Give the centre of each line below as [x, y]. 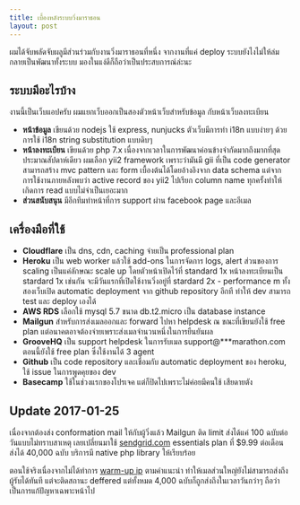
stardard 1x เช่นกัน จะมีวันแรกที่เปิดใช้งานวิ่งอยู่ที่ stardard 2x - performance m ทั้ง [156, 281]
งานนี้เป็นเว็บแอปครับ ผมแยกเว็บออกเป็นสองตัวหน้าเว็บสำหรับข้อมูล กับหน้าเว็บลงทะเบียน [139, 112]
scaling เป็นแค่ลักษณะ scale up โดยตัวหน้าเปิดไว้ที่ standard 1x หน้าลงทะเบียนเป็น [153, 271]
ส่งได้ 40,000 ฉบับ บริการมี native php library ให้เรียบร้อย [103, 452]
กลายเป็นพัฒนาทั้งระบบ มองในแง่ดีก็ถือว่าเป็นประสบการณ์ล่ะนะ [101, 61]
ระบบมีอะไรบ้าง [43, 90]
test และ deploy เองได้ [59, 301]
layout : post [34, 26]
